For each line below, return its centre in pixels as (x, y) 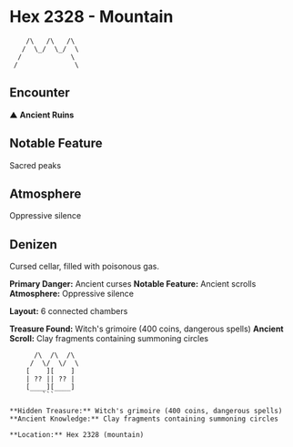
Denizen (33, 244)
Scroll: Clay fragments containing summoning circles (109, 339)
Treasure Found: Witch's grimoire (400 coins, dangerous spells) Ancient (146, 329)
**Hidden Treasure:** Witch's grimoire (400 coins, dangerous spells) (146, 411)
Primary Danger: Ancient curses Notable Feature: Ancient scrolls (133, 284)
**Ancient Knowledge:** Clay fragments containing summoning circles (144, 419)
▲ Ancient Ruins (42, 115)
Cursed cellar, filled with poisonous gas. (84, 267)
